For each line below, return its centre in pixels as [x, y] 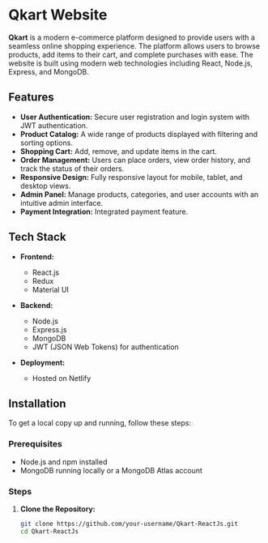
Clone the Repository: [57, 509]
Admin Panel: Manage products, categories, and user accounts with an [139, 194]
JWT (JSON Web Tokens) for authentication [106, 347]
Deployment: [43, 362]
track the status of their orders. [72, 169]
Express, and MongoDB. [49, 71]
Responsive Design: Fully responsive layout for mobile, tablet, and [131, 177]
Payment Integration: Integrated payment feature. [104, 212]
